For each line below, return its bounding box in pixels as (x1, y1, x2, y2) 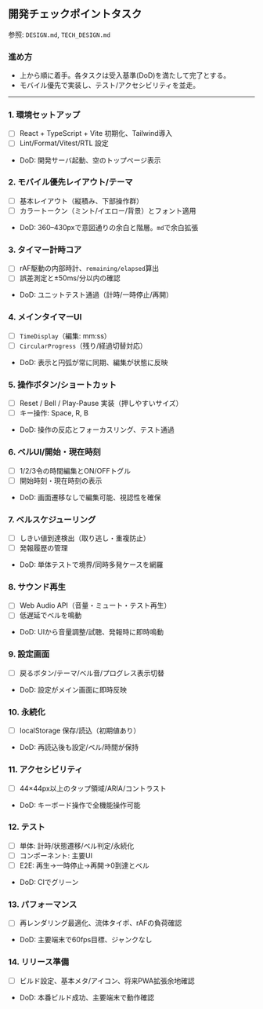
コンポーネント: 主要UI (19, 850, 92, 860)
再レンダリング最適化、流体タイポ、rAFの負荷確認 (19, 918, 182, 928)
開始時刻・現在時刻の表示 (19, 476, 103, 485)
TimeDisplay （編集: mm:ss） (19, 331, 111, 340)
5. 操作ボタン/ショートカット (8, 379, 117, 390)
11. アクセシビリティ (8, 764, 84, 775)
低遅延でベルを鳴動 (19, 611, 82, 620)
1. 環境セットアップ (8, 109, 81, 120)
